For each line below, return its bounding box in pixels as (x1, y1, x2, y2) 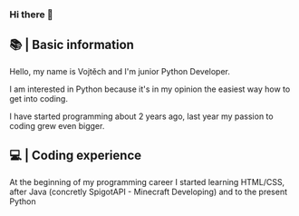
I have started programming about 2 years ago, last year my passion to (9, 111, 274, 122)
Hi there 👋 (9, 8, 54, 21)
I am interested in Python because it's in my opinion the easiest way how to (9, 83, 291, 94)
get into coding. (9, 93, 68, 103)
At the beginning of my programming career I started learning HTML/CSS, (9, 176, 285, 187)
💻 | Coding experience (9, 148, 142, 163)
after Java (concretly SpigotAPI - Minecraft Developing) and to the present (9, 186, 288, 197)
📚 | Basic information (9, 37, 134, 53)
